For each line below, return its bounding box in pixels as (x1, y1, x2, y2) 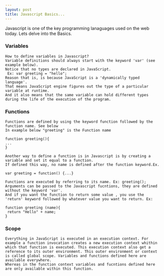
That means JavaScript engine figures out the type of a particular (5, 84, 149, 89)
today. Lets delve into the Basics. (5, 30, 72, 36)
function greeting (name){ (5, 205, 61, 210)
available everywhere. (5, 258, 52, 263)
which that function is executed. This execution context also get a (5, 245, 151, 250)
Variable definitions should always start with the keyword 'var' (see (5, 58, 155, 63)
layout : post (5, 7, 32, 12)
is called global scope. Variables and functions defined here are (5, 253, 147, 258)
